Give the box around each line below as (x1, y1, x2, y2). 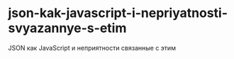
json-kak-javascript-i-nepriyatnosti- (8, 5, 228, 21)
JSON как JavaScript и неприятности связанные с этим (8, 43, 177, 52)
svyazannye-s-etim (8, 20, 127, 36)
